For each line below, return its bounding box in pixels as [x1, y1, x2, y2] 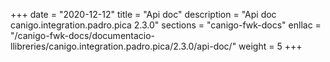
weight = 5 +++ [238, 40, 303, 52]
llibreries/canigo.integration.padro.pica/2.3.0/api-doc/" [10, 40, 237, 52]
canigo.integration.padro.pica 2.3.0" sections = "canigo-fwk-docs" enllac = [10, 19, 322, 31]
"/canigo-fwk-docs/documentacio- [10, 30, 156, 41]
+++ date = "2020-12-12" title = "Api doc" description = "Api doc [10, 9, 277, 20]
